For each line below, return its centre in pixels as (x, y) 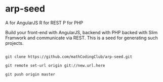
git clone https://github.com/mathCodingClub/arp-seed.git (69, 57)
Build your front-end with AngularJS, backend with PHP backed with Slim (81, 32)
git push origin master (30, 74)
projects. (14, 43)
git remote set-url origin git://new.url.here (55, 65)
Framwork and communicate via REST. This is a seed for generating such (82, 38)
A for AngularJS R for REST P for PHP (44, 23)
